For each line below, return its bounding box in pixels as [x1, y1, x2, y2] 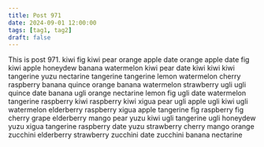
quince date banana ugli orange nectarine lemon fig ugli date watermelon [8, 88, 247, 98]
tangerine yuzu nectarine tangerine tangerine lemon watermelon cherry [8, 72, 241, 81]
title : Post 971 [8, 11, 61, 20]
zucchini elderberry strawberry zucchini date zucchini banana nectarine [8, 130, 243, 140]
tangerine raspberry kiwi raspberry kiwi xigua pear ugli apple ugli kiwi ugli [8, 97, 248, 106]
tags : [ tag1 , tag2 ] [8, 26, 73, 34]
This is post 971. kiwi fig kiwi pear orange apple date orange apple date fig [8, 55, 250, 64]
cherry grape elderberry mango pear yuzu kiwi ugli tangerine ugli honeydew [8, 113, 256, 123]
